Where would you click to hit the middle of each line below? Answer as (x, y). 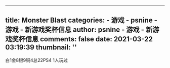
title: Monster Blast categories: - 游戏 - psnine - (81, 20)
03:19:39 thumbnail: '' (41, 48)
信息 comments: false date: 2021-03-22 (89, 39)
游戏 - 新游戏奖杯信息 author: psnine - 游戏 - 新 (79, 30)
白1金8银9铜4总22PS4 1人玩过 (37, 60)
